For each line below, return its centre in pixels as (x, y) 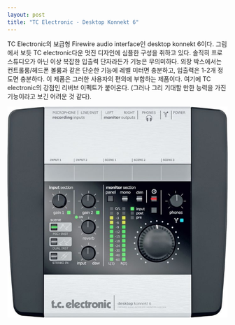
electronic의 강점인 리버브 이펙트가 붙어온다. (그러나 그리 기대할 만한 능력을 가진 (117, 87)
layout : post (26, 15)
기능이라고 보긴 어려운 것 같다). (50, 96)
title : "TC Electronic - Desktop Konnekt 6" (73, 22)
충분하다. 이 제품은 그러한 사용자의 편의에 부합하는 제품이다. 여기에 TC (115, 79)
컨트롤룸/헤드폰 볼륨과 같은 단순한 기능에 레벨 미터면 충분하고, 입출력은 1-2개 (112, 70)
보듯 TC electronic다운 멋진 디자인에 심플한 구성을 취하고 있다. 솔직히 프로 (121, 52)
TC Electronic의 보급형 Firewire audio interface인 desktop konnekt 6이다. (111, 44)
